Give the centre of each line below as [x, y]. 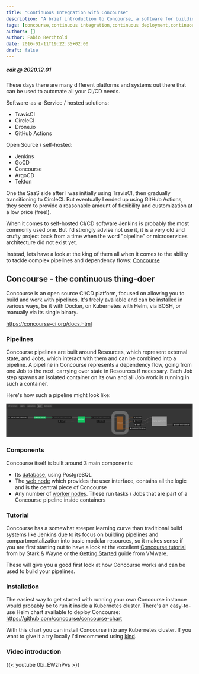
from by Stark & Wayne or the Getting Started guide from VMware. [87, 553]
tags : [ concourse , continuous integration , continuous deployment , [88, 25]
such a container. [27, 383]
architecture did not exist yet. [42, 242]
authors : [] [21, 32]
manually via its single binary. [42, 312]
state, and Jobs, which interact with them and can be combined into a [91, 358]
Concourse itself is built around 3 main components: [70, 463]
